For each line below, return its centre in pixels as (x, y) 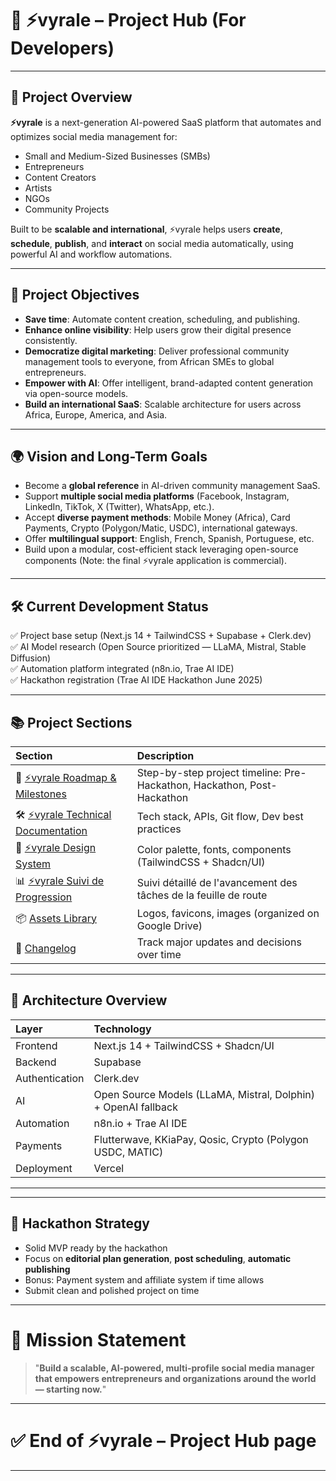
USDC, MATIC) (128, 1152)
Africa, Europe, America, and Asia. (96, 414)
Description (165, 755)
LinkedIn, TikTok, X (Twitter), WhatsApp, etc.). (119, 507)
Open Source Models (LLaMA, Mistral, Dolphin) (204, 1094)
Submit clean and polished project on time (112, 1290)
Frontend (36, 1045)
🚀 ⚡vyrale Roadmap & (66, 777)
